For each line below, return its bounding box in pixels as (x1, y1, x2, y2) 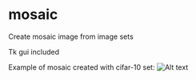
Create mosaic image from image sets (8, 32, 134, 41)
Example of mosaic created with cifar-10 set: (8, 62, 155, 72)
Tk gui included (8, 47, 60, 56)
